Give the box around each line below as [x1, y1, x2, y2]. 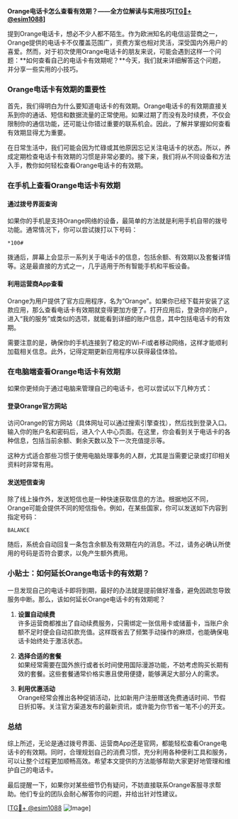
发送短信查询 [7, 478, 45, 486]
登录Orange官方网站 [7, 401, 67, 410]
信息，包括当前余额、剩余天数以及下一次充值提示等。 [13, 436, 169, 445]
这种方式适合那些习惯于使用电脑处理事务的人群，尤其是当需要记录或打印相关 [7, 452, 231, 460]
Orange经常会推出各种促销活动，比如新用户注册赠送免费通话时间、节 [17, 693, 220, 701]
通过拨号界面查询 [7, 199, 57, 208]
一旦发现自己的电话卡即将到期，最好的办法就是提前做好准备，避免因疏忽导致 [7, 586, 231, 594]
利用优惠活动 [17, 684, 55, 693]
